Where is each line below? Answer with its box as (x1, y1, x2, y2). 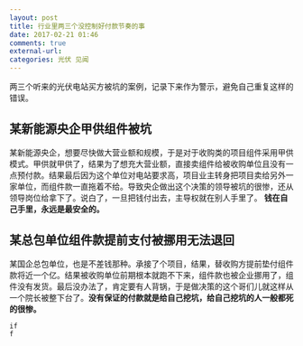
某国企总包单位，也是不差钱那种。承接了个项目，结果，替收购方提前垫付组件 (9, 258, 294, 269)
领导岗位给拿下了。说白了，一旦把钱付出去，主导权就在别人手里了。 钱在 (9, 192, 280, 203)
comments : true (9, 38, 67, 48)
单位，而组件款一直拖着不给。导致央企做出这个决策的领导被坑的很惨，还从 (16, 181, 294, 192)
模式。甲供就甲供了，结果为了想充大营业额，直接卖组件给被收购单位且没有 (9, 158, 286, 169)
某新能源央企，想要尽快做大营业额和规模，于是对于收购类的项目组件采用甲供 (9, 146, 294, 158)
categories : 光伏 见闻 (9, 55, 89, 64)
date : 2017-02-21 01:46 (9, 30, 99, 39)
